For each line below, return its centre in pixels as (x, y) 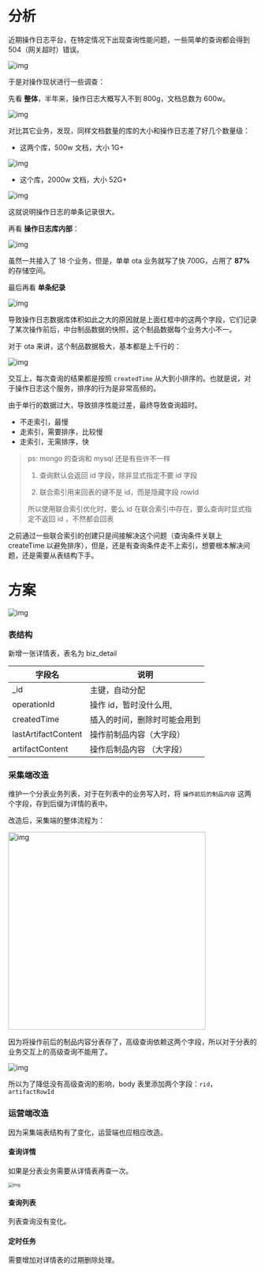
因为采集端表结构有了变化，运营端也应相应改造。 (88, 1132)
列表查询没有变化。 (39, 1221)
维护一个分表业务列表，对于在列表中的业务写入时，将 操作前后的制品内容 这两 (130, 794)
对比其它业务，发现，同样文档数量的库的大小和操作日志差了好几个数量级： (129, 131)
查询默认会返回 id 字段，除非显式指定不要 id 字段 (118, 475)
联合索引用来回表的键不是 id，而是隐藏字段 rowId (119, 492)
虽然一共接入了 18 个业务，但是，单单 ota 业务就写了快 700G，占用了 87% (129, 260)
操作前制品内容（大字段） (137, 735)
